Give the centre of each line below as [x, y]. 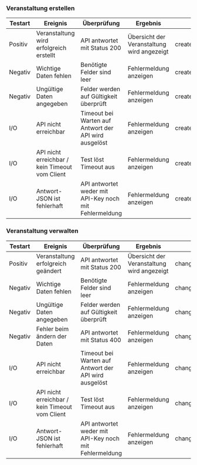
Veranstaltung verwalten [42, 231]
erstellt [46, 55]
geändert [49, 270]
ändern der [52, 336]
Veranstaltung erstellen [40, 8]
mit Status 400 [101, 340]
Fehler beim [52, 329]
